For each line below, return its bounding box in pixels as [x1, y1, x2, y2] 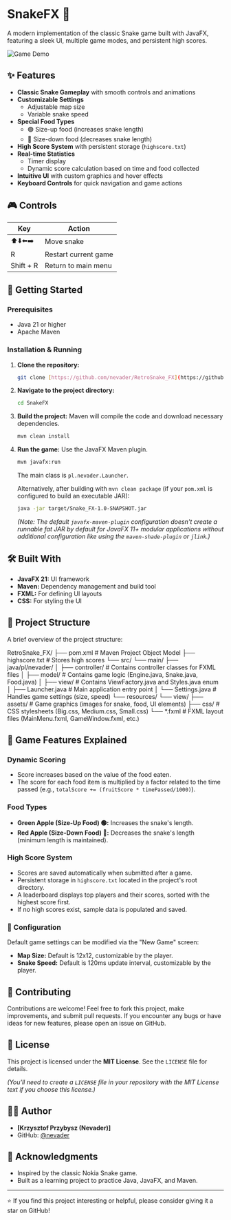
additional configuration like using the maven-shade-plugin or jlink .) [16, 532, 211, 540]
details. [7, 1064, 28, 1072]
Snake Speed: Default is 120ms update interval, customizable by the [16, 959, 211, 967]
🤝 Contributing [7, 986, 71, 998]
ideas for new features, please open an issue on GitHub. [7, 1019, 166, 1027]
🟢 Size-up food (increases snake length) [27, 125, 144, 133]
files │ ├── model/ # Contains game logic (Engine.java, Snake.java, [7, 670, 198, 678]
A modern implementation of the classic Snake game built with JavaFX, [7, 29, 209, 37]
